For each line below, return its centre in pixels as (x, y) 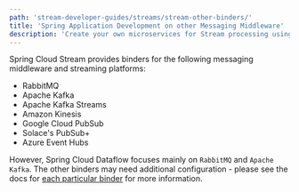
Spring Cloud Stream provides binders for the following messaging (131, 60)
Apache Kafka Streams (64, 105)
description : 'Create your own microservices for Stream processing (139, 34)
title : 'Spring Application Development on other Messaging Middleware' (147, 26)
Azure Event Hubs (55, 142)
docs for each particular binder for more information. (106, 179)
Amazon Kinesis (52, 114)
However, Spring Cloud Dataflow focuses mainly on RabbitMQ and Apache (141, 160)
